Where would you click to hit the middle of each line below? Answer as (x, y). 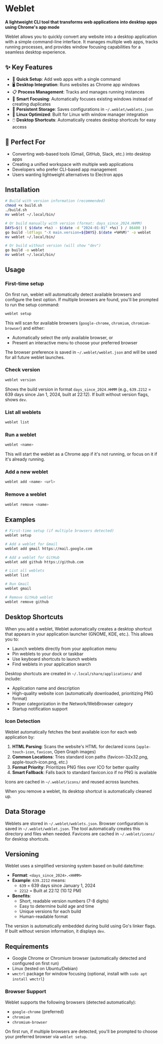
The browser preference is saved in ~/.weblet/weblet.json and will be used (81, 352)
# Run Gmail (17, 584)
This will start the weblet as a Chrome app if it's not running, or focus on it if (81, 454)
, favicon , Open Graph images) (65, 752)
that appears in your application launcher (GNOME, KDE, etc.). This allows (79, 634)
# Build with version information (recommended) (55, 201)
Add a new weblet (27, 472)
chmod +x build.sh (24, 206)
